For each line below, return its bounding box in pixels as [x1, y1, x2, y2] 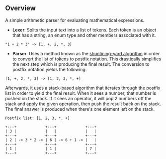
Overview [5, 4, 36, 12]
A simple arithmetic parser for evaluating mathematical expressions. [5, 17, 145, 23]
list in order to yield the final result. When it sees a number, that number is [5, 90, 157, 96]
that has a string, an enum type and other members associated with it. [12, 32, 156, 38]
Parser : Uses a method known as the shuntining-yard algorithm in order [12, 50, 160, 56]
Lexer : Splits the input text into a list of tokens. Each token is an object [12, 27, 157, 33]
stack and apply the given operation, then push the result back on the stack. [5, 101, 162, 107]
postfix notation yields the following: [12, 66, 87, 72]
